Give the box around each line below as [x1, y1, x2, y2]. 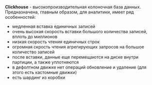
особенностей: [5, 14, 36, 20]
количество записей [12, 49, 55, 55]
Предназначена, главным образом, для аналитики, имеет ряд [5, 9, 134, 15]
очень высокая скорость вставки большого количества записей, [12, 29, 148, 34]
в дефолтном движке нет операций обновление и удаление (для [12, 64, 147, 70]
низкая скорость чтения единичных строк [12, 39, 100, 45]
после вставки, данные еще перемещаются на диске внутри [12, 54, 139, 60]
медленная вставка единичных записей [12, 24, 96, 29]
